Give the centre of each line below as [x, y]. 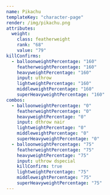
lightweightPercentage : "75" [53, 172]
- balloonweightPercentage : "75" [53, 144]
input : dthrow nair [41, 122]
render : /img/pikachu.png [38, 23]
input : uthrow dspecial [46, 161]
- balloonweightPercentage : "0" [52, 106]
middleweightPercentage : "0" [53, 133]
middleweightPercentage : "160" [56, 89]
